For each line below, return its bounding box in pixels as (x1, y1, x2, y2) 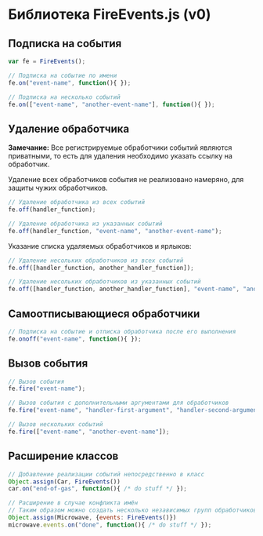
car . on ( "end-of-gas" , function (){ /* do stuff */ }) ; (8, 485, 188, 493)
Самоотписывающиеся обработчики (8, 307, 200, 320)
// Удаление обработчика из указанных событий (8, 220, 163, 228)
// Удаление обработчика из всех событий (8, 199, 146, 206)
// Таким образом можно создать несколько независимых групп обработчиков (8, 506, 258, 515)
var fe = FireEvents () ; (8, 57, 86, 65)
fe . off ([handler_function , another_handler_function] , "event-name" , (8, 285, 240, 294)
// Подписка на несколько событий (8, 93, 121, 101)
